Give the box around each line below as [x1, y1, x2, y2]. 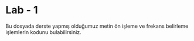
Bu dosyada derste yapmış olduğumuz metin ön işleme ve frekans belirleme [5, 23, 189, 29]
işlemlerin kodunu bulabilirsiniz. [5, 28, 81, 35]
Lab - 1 [5, 3, 39, 17]
